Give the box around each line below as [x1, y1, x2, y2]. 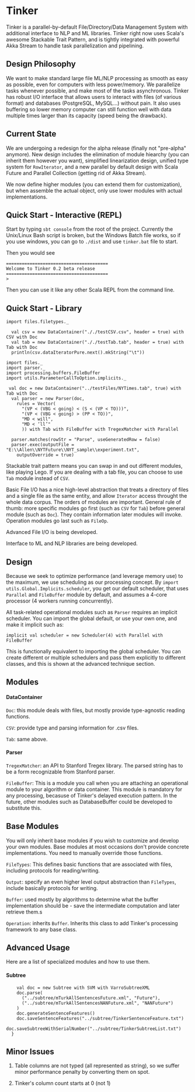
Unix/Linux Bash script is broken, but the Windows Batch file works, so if [6, 232, 181, 239]
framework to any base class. [6, 926, 77, 933]
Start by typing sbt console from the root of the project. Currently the [6, 225, 173, 232]
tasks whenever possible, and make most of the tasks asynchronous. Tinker [6, 87, 189, 94]
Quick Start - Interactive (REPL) [6, 210, 123, 220]
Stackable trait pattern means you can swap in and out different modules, [6, 463, 183, 470]
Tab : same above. [6, 735, 48, 742]
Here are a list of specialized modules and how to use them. [6, 959, 150, 966]
